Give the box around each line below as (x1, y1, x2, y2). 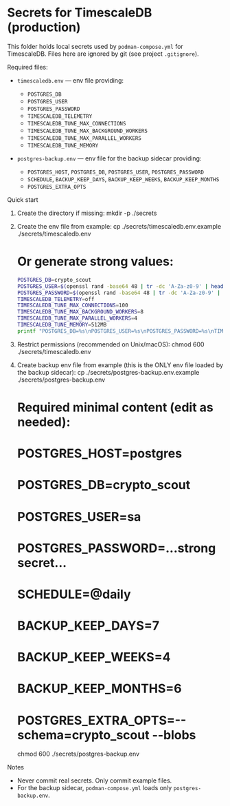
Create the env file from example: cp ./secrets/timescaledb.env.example (16, 222, 222, 230)
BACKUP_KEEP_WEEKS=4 (16, 650, 171, 665)
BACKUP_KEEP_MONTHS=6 (16, 681, 182, 696)
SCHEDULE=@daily (16, 586, 132, 602)
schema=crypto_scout (16, 727, 150, 743)
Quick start (7, 195, 38, 204)
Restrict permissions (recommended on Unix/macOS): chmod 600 (16, 340, 205, 349)
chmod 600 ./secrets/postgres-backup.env (16, 750, 139, 758)
